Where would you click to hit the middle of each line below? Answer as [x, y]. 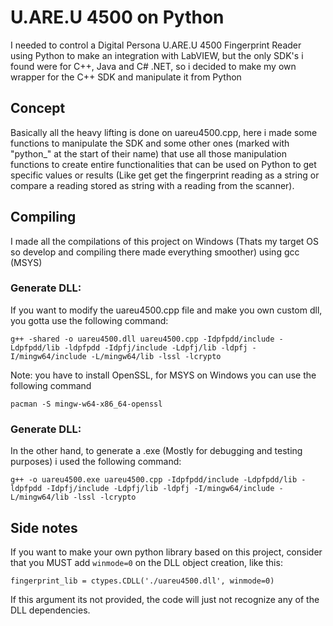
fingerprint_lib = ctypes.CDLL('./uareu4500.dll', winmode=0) [142, 581]
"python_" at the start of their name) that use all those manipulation [148, 153]
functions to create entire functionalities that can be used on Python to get [163, 164]
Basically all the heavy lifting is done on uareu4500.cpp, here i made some [164, 132]
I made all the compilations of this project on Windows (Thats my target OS [165, 241]
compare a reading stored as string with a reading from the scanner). [152, 185]
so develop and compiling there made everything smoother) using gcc [155, 252]
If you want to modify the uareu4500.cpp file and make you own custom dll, [166, 310]
